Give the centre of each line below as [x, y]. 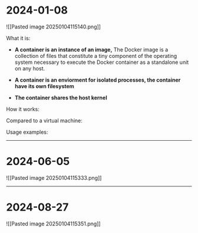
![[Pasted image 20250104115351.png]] [54, 224]
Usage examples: [27, 132]
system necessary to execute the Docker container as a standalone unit [102, 62]
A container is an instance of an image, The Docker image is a [91, 49]
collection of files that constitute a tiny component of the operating [96, 56]
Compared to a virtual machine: [44, 120]
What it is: [18, 38]
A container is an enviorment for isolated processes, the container [98, 80]
